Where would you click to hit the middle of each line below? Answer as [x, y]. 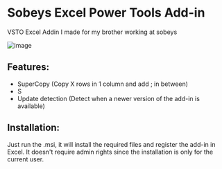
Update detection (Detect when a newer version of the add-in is [108, 98]
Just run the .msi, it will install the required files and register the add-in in [111, 144]
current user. [26, 159]
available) [31, 106]
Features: [28, 67]
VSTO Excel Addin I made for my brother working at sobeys [92, 32]
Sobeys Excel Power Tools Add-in [106, 13]
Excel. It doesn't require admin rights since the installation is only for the [110, 152]
